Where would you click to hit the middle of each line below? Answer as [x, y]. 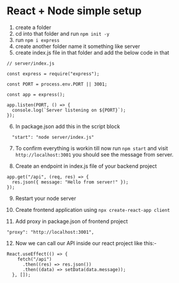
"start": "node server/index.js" [53, 137]
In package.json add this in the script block [68, 126]
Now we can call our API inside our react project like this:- [86, 243]
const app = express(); [36, 94]
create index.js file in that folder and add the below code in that [92, 52]
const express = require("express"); [53, 74]
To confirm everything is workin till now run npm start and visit [92, 148]
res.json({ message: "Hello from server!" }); [70, 182]
